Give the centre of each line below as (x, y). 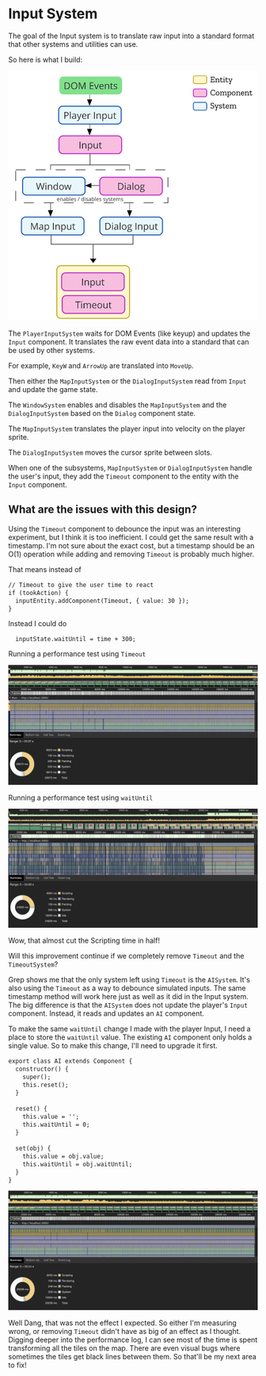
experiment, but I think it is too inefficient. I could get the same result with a (131, 537)
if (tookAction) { (38, 593)
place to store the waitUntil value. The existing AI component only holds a (130, 1037)
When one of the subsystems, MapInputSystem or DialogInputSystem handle (130, 467)
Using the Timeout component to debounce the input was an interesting (125, 528)
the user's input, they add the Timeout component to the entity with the (123, 476)
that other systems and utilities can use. (73, 44)
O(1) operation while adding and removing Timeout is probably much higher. (131, 554)
